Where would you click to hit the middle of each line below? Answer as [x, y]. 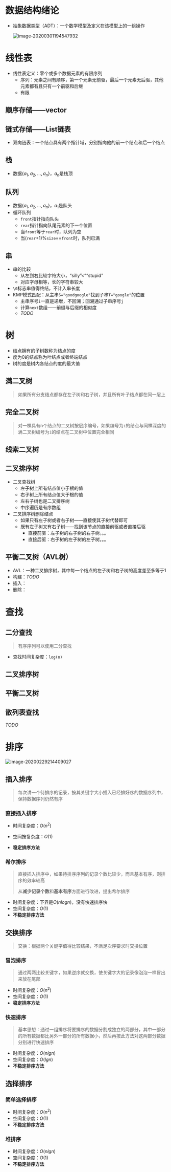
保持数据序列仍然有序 [40, 799]
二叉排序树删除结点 [33, 514]
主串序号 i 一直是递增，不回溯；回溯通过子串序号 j [72, 301]
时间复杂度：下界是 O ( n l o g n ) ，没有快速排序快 [60, 902]
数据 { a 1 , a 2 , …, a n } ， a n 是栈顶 [43, 174]
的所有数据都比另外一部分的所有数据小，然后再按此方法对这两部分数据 [92, 1036]
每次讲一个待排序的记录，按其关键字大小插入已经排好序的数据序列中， [92, 793]
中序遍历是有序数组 [41, 507]
